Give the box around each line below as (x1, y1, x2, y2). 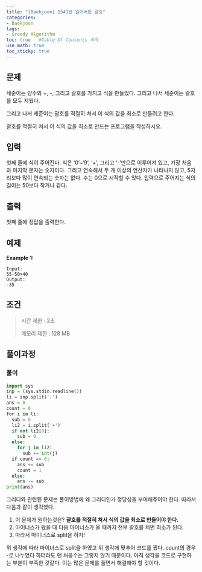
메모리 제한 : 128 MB (21, 330, 71, 337)
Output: (6, 276, 26, 282)
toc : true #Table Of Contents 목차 (6, 37, 98, 43)
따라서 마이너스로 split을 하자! (14, 531, 86, 539)
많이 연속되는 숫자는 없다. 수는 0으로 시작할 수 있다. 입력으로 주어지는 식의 (22, 174, 196, 181)
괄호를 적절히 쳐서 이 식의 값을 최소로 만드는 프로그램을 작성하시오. (6, 122, 162, 130)
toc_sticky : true (6, 48, 50, 54)
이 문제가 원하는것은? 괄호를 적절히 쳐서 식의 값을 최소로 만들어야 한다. (14, 516, 179, 524)
